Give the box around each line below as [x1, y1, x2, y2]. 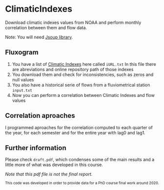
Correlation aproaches [5, 112, 75, 120]
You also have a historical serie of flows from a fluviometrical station [12, 82, 150, 88]
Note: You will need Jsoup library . [5, 34, 73, 40]
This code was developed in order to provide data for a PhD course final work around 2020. [5, 181, 159, 186]
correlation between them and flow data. [5, 24, 87, 30]
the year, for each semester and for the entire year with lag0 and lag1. [5, 130, 145, 135]
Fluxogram [5, 48, 39, 57]
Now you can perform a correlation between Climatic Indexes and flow [12, 92, 155, 98]
